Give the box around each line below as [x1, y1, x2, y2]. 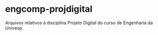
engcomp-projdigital [5, 3, 93, 15]
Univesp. [5, 25, 23, 31]
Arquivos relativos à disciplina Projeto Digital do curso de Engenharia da [5, 20, 153, 26]
